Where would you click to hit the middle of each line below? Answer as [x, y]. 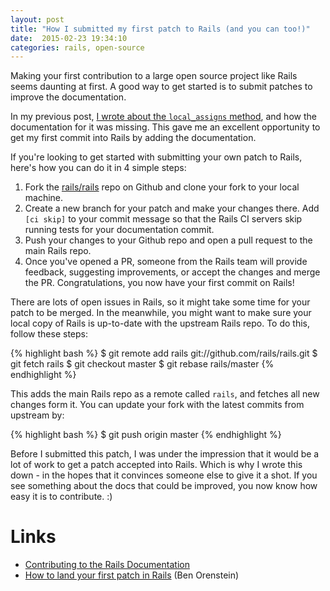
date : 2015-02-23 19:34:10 [69, 38]
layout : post [37, 19]
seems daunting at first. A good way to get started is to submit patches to [161, 87]
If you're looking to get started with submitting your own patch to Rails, [156, 157]
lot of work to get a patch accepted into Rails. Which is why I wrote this [156, 465]
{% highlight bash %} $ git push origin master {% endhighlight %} [146, 435]
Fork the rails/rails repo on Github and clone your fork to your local [162, 187]
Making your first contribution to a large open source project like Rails [154, 76]
